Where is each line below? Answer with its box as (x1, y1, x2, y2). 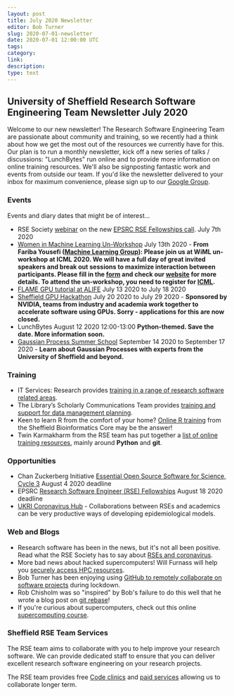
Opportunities (7, 456, 56, 465)
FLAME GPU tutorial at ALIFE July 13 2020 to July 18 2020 (17, 285, 186, 293)
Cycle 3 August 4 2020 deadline (17, 480, 112, 488)
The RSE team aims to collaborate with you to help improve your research (7, 644, 220, 652)
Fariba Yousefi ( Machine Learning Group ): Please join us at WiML (17, 248, 212, 256)
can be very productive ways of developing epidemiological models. (17, 509, 216, 518)
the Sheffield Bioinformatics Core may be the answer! (17, 423, 173, 432)
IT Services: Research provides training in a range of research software (17, 386, 225, 394)
